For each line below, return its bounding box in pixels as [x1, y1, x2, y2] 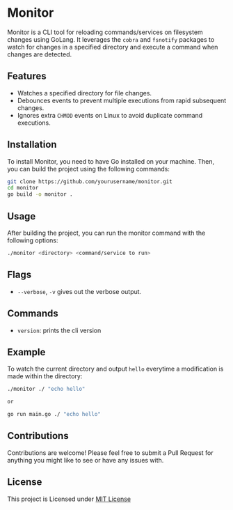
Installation [7, 139, 57, 150]
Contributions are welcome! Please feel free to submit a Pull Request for [7, 448, 214, 457]
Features [7, 70, 47, 82]
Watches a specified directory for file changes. [17, 88, 152, 97]
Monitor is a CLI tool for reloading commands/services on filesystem [7, 28, 203, 36]
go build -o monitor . [7, 191, 73, 198]
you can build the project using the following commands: [7, 164, 170, 173]
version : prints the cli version [17, 326, 102, 334]
